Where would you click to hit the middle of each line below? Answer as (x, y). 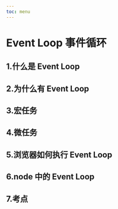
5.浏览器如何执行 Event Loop (59, 155)
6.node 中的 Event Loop (50, 177)
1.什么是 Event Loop (43, 67)
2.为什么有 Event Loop (48, 89)
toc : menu (18, 12)
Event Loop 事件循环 (56, 43)
